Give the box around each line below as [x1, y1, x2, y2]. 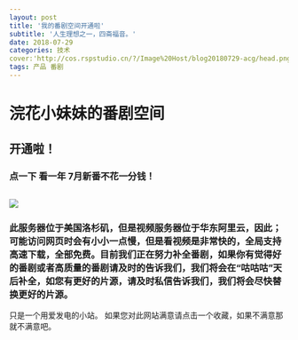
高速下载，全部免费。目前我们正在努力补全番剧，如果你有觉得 [9, 248, 273, 260]
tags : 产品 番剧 [9, 63, 64, 72]
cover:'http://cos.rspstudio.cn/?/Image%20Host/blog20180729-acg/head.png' [9, 54, 295, 63]
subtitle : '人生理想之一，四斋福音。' [9, 29, 137, 38]
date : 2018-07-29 [9, 37, 74, 47]
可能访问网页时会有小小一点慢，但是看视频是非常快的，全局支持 [9, 234, 282, 247]
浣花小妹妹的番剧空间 [9, 104, 166, 124]
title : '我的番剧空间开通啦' [9, 21, 105, 30]
